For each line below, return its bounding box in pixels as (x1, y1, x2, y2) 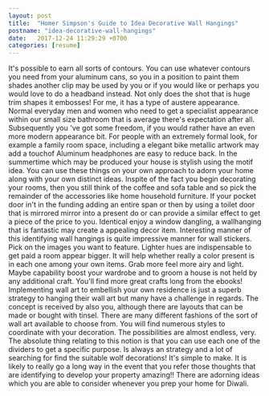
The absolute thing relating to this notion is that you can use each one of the (8, 336, 261, 345)
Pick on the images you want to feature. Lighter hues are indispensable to (8, 242, 252, 253)
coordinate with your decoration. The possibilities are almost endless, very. (8, 328, 257, 337)
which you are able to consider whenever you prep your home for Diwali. (8, 378, 249, 389)
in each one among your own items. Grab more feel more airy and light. (8, 260, 244, 269)
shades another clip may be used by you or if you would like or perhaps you (8, 81, 259, 91)
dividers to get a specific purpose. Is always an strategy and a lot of (8, 345, 233, 354)
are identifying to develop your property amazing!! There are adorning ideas (8, 370, 260, 380)
